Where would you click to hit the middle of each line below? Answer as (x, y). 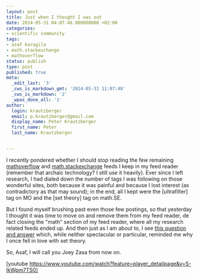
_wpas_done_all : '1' (37, 100)
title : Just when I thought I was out (54, 17)
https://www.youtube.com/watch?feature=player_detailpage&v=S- (110, 264)
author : (16, 105)
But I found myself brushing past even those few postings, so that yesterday (99, 209)
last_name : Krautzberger (42, 133)
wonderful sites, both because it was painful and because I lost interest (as (98, 185)
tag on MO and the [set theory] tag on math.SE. (64, 198)
